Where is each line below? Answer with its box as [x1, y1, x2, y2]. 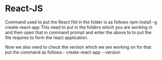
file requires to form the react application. [5, 35, 89, 40]
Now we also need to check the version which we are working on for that [5, 44, 152, 50]
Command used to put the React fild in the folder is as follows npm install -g [5, 19, 157, 25]
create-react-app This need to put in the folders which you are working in [5, 24, 153, 30]
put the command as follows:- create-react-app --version [5, 49, 121, 55]
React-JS [5, 3, 43, 14]
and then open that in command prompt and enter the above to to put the [5, 29, 152, 35]
